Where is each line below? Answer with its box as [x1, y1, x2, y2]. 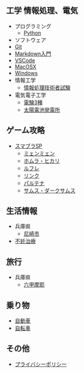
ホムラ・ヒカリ [23, 157, 60, 164]
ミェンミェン [23, 149, 55, 156]
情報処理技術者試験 [23, 84, 71, 91]
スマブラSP [14, 142, 43, 149]
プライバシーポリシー [14, 361, 67, 368]
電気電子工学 [14, 91, 46, 98]
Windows [14, 69, 38, 76]
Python [23, 29, 41, 36]
